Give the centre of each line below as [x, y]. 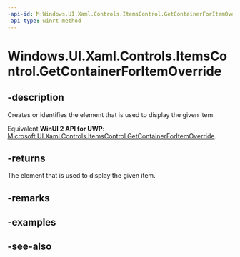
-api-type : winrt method [44, 21]
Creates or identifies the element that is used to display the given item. [111, 114]
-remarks [29, 198]
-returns [26, 158]
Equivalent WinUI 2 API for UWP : [56, 128]
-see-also [30, 247]
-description [36, 97]
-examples [32, 222]
